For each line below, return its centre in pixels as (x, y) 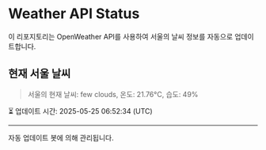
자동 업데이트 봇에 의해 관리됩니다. (61, 137)
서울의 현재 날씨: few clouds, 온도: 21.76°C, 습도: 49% (113, 94)
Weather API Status (74, 14)
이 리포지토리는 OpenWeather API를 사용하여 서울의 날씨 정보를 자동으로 (121, 36)
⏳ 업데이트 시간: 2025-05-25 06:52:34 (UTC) (80, 111)
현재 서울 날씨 (40, 74)
